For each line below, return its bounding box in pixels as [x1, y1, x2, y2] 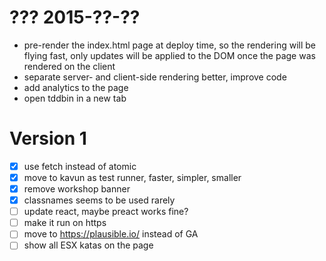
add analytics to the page [23, 81, 129, 93]
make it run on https [23, 217, 107, 229]
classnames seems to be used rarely [23, 194, 176, 206]
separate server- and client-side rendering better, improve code [23, 71, 287, 83]
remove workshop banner [23, 183, 131, 195]
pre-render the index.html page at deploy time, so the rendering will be [23, 39, 316, 51]
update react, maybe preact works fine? [23, 206, 189, 218]
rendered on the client [23, 60, 116, 72]
